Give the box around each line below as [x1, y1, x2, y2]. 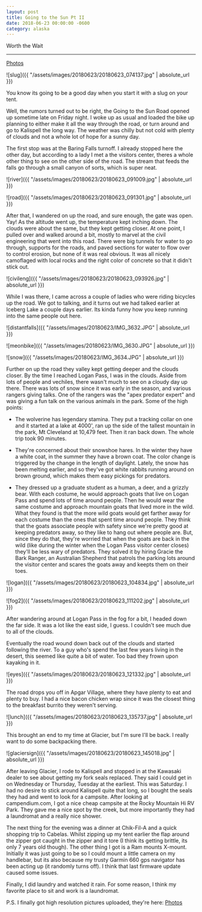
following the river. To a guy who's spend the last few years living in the [6, 646, 183, 654]
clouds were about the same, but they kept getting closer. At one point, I [6, 225, 185, 232]
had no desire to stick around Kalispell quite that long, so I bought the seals [6, 787, 192, 794]
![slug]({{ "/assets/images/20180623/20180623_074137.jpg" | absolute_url [6, 71, 190, 78]
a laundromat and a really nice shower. [6, 812, 102, 820]
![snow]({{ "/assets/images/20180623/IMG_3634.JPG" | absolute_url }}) [6, 354, 185, 361]
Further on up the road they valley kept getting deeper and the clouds [6, 366, 179, 373]
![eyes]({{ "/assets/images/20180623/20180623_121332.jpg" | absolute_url [6, 671, 191, 678]
